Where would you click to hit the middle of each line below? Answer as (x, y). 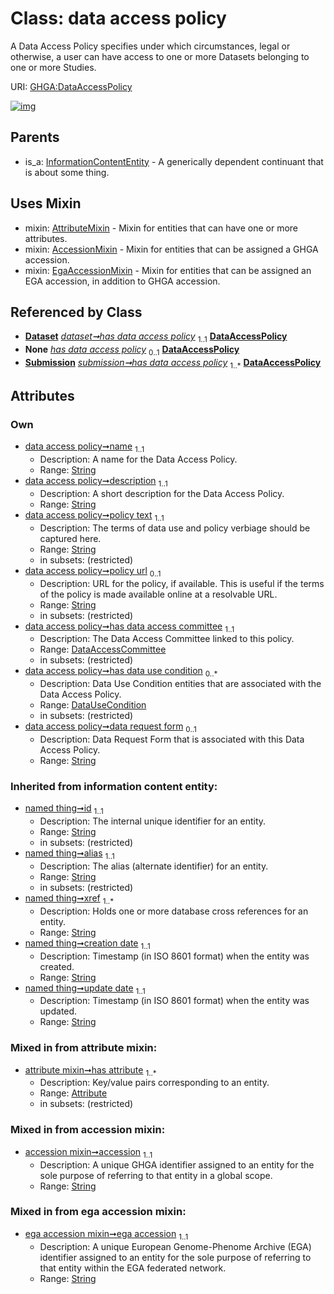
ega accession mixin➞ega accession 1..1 (106, 1234)
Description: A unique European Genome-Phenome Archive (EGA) (175, 1246)
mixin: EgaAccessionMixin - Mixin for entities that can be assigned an (168, 270)
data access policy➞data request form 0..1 (110, 727)
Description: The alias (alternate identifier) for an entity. (154, 866)
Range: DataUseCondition (93, 705)
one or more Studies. (53, 67)
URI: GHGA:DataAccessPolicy (71, 86)
